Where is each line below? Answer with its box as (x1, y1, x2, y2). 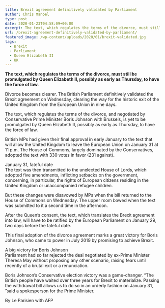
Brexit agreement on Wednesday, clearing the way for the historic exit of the (5, 97, 160, 103)
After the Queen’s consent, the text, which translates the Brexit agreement (5, 212, 155, 218)
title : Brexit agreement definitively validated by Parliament (5, 7, 137, 12)
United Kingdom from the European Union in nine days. (5, 102, 117, 107)
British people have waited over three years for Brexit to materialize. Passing (5, 277, 160, 283)
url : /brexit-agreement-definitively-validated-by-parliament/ (5, 30, 137, 35)
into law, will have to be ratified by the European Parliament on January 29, (5, 217, 157, 223)
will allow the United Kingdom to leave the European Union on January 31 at (5, 141, 159, 148)
